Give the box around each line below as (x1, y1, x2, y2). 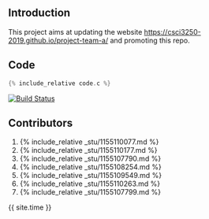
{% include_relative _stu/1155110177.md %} (19, 146, 158, 155)
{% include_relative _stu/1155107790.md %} (19, 154, 162, 164)
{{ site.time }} (8, 202, 52, 212)
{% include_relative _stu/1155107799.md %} (19, 187, 162, 197)
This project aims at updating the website (8, 27, 143, 36)
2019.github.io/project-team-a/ (8, 35, 109, 45)
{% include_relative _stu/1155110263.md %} (19, 179, 160, 188)
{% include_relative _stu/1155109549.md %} (19, 171, 162, 180)
